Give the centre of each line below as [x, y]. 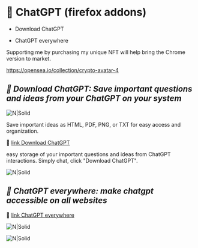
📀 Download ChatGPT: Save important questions [99, 89]
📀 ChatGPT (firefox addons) [76, 12]
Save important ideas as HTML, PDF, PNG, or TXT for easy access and [94, 124]
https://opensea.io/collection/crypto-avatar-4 [62, 70]
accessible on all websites [57, 201]
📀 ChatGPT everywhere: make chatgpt [80, 191]
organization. [22, 131]
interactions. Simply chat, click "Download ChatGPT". [72, 160]
